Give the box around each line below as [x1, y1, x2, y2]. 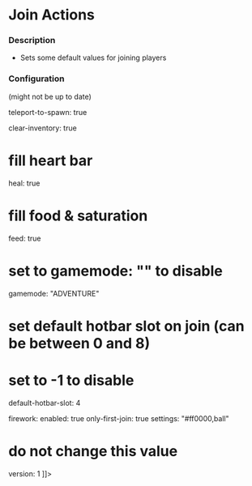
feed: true [8, 233, 41, 243]
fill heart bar [8, 151, 93, 169]
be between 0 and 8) [8, 334, 151, 352]
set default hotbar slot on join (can [8, 317, 245, 335]
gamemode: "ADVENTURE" [8, 288, 100, 298]
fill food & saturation [8, 207, 148, 224]
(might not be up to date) [8, 92, 92, 101]
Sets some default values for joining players [19, 53, 167, 62]
